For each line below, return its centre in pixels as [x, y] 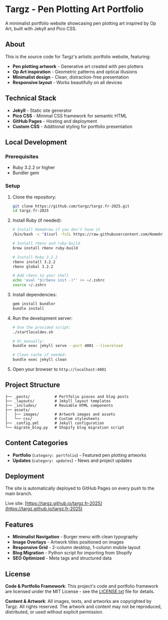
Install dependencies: [35, 295]
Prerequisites [22, 156]
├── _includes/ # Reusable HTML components [59, 405]
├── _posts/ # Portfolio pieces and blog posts [67, 396]
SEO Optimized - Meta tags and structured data [62, 558]
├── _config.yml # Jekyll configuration [55, 423]
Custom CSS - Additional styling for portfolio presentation [72, 126]
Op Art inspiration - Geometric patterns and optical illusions [75, 72]
